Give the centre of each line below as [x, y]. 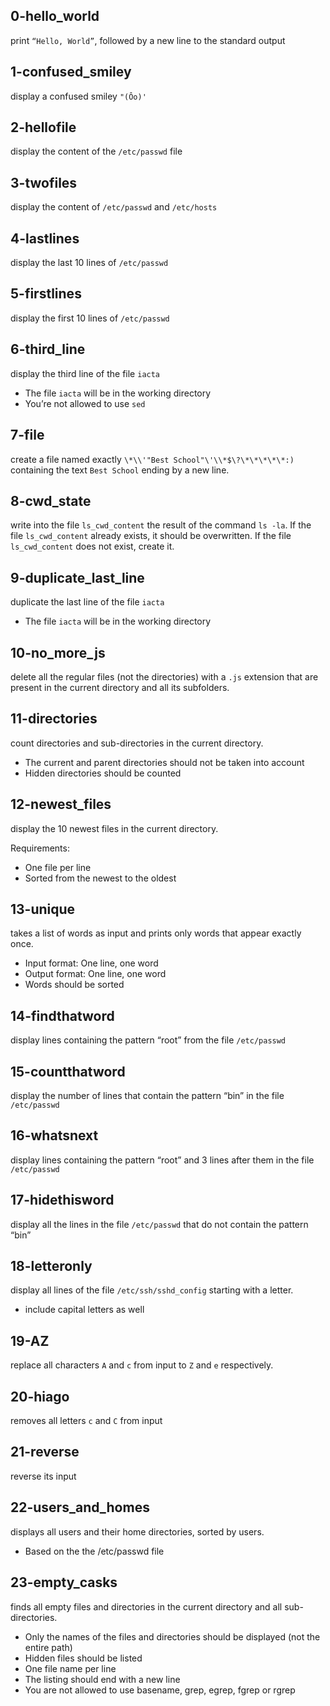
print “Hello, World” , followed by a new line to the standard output [148, 40]
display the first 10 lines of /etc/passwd [90, 318]
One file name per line [70, 1668]
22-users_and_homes [80, 1507]
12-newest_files [61, 804]
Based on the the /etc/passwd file [94, 1551]
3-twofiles [44, 182]
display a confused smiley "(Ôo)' [78, 96]
